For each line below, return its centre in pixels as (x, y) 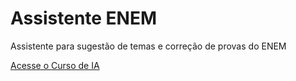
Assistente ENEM (84, 18)
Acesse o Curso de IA (55, 65)
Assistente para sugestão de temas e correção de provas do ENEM (148, 46)
